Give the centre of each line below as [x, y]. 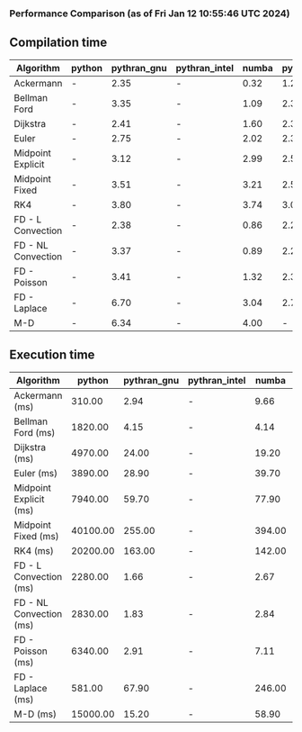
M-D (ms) [35, 714]
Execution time [52, 355]
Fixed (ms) [37, 536]
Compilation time [58, 43]
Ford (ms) [35, 432]
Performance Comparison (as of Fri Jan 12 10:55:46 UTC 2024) [150, 14]
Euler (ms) [36, 473]
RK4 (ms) [34, 550]
